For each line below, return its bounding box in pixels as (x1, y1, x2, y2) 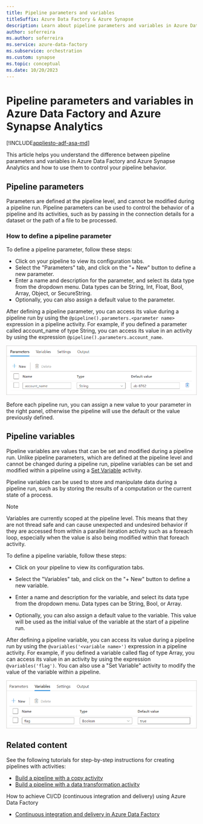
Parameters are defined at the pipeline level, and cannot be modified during (6, 198, 195, 205)
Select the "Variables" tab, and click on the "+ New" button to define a (14, 575, 190, 582)
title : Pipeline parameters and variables (6, 10, 115, 16)
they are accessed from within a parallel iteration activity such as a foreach (6, 527, 193, 535)
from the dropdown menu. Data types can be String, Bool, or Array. (14, 600, 182, 607)
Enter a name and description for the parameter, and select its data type (14, 277, 195, 284)
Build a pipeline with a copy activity (14, 774, 103, 782)
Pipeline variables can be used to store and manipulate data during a (6, 478, 177, 486)
